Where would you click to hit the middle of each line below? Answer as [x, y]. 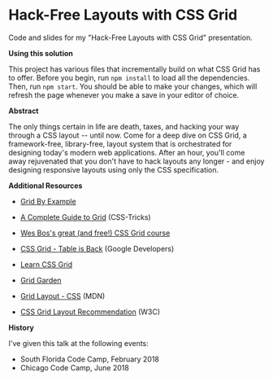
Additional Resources [45, 186]
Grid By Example [48, 201]
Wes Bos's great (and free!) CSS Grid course [95, 233]
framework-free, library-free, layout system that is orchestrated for [120, 143]
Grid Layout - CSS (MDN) [63, 296]
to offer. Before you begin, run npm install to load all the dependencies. [129, 77]
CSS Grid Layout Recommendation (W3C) [90, 312]
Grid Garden [41, 280]
